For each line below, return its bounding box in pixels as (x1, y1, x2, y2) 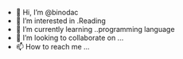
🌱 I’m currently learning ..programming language (15, 25, 175, 33)
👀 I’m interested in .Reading (15, 16, 106, 26)
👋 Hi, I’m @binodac (15, 8, 79, 17)
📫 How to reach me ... (15, 42, 90, 51)
